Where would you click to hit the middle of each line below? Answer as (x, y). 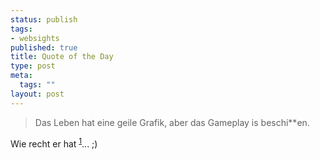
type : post (33, 66)
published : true (44, 47)
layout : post (37, 94)
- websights (35, 38)
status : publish (44, 19)
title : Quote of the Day (62, 57)
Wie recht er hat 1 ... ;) (54, 143)
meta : (21, 76)
